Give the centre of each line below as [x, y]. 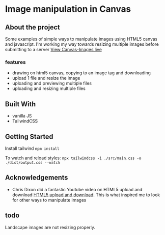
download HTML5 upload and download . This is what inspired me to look [86, 195]
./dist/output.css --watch [33, 162]
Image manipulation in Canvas [68, 9]
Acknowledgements [37, 178]
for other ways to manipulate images [49, 200]
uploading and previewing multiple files [52, 83]
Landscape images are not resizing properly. [50, 227]
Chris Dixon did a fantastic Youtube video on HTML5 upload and [77, 189]
